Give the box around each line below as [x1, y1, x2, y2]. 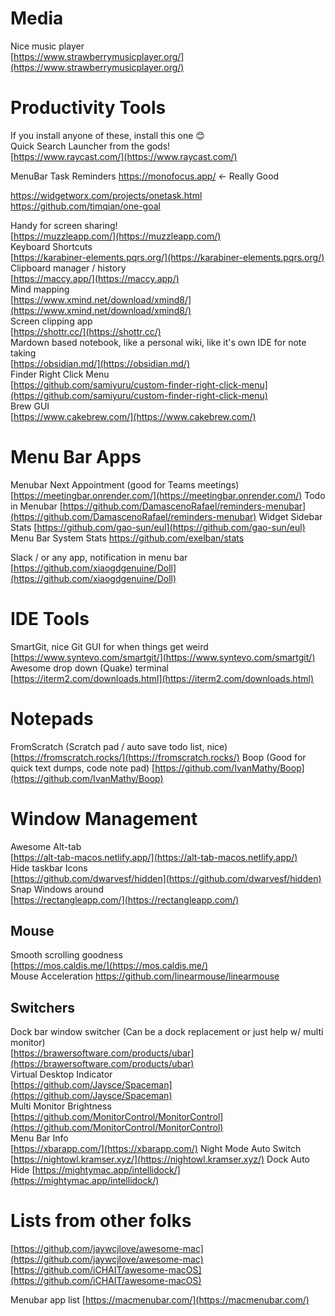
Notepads [10, 707, 94, 730]
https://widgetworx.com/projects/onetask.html [10, 189, 203, 201]
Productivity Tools [10, 97, 167, 119]
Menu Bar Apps [10, 446, 142, 469]
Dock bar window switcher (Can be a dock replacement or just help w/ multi [10, 1026, 324, 1038]
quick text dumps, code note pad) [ [10, 762, 156, 774]
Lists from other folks [10, 1210, 192, 1232]
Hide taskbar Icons [10, 862, 88, 874]
